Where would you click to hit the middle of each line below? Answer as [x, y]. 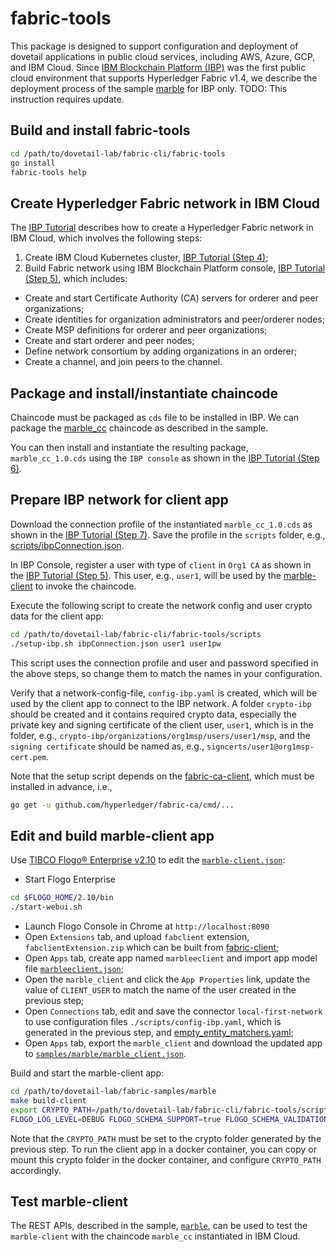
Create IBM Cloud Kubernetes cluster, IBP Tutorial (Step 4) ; [146, 258]
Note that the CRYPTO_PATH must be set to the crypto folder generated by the [166, 1138]
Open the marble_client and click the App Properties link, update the [167, 979]
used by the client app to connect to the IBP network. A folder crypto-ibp [161, 703]
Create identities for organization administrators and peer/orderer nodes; [174, 319]
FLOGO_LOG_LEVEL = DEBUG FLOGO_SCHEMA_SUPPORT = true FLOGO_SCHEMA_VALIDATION [169, 1119]
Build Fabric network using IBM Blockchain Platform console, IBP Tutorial [175, 268]
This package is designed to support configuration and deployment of [154, 46]
